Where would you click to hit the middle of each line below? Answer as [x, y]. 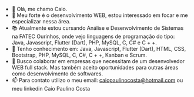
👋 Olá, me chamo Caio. [39, 9]
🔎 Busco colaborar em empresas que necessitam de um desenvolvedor [98, 61]
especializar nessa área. [41, 21]
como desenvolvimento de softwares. [57, 74]
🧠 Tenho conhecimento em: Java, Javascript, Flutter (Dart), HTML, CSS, [99, 49]
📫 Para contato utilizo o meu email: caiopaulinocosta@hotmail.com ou [97, 80]
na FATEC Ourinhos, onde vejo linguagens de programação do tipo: [93, 36]
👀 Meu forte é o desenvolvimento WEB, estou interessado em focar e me [100, 15]
